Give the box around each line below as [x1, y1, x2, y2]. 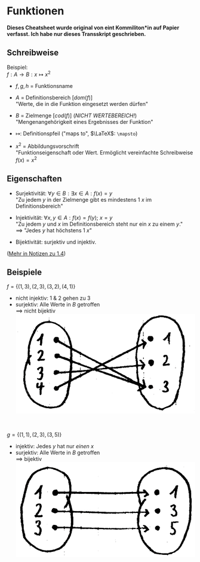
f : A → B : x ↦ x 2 [7, 70, 51, 78]
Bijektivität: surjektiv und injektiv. [15, 238, 97, 245]
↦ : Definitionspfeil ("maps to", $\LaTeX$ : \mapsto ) [15, 130, 138, 137]
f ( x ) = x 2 [15, 156, 38, 163]
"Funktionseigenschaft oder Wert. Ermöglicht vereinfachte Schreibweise [15, 149, 193, 156]
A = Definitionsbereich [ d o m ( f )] [15, 94, 93, 101]
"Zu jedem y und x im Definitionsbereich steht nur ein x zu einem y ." [15, 220, 183, 227]
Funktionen [7, 4, 64, 18]
